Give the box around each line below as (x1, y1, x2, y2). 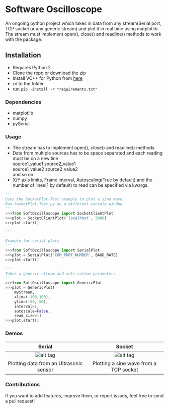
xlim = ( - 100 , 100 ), (14, 294, 51, 299)
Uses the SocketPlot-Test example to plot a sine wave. (5, 197, 125, 202)
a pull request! (5, 398, 35, 404)
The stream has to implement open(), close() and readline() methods (12, 145, 155, 151)
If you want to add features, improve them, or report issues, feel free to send (5, 392, 164, 398)
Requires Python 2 (12, 64, 51, 70)
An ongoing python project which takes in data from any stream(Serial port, (5, 20, 162, 26)
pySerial (12, 121, 30, 127)
